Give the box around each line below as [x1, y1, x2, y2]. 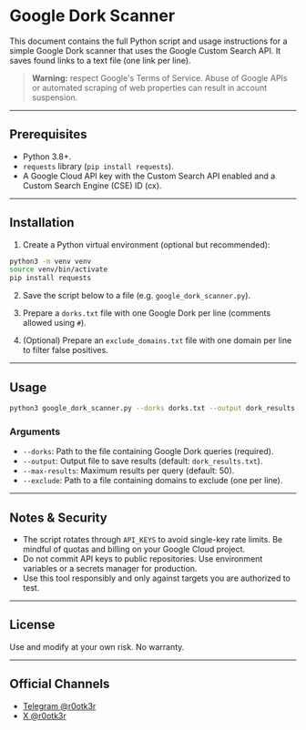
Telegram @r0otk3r [22, 700, 97, 711]
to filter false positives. [22, 345, 109, 356]
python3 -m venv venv [9, 257, 92, 266]
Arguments [9, 425, 61, 438]
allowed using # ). [22, 318, 87, 329]
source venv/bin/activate [9, 265, 107, 274]
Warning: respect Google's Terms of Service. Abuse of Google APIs [31, 72, 288, 83]
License [9, 617, 56, 633]
